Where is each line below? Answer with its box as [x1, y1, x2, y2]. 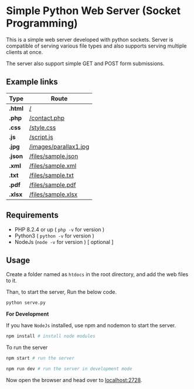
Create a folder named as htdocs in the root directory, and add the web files [6, 271, 189, 278]
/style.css [29, 123, 56, 132]
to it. [6, 277, 17, 284]
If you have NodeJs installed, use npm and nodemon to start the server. [6, 322, 176, 329]
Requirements [6, 210, 59, 220]
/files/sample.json [29, 152, 79, 160]
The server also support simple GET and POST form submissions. [6, 60, 165, 67]
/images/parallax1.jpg [29, 142, 90, 150]
